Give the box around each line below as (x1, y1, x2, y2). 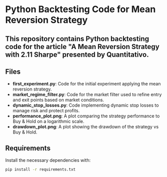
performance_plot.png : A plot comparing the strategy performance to (12, 113, 160, 119)
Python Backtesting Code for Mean (5, 4, 156, 15)
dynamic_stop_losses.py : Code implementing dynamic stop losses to (12, 102, 159, 108)
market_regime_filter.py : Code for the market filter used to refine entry (12, 92, 162, 98)
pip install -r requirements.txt (5, 167, 76, 172)
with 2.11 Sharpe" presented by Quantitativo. (5, 50, 149, 59)
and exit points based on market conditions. (12, 97, 104, 103)
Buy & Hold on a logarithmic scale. (12, 118, 85, 124)
